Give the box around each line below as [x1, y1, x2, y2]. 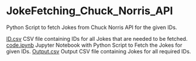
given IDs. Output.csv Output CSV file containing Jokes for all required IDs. [6, 47, 191, 54]
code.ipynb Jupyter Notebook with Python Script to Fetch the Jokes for [6, 41, 183, 49]
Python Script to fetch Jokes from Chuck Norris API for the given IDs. [6, 24, 177, 31]
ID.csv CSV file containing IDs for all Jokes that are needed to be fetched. [6, 35, 188, 42]
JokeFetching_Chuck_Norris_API [6, 4, 173, 18]
